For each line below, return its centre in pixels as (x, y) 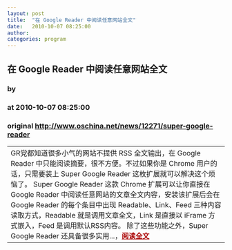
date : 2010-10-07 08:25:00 (49, 26)
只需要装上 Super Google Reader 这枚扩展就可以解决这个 (116, 173)
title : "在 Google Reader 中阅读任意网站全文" (71, 20)
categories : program (37, 39)
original (20, 126)
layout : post (26, 13)
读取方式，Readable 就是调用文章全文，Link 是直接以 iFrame (109, 215)
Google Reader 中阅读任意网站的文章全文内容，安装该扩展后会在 (115, 194)
